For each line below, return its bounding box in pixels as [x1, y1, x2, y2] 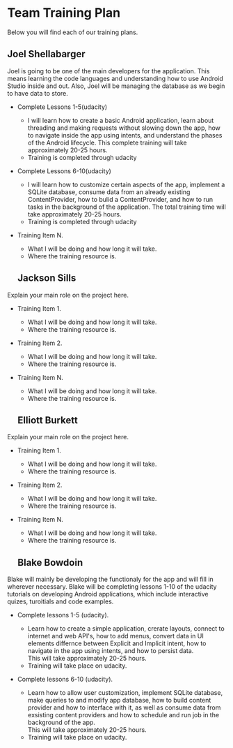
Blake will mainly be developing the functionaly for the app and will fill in [7, 575, 214, 584]
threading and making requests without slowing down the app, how [27, 124, 221, 132]
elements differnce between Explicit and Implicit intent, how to [27, 639, 207, 647]
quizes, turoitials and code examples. [7, 597, 114, 606]
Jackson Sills [17, 272, 77, 284]
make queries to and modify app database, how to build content [27, 696, 211, 705]
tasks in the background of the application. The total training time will [27, 203, 226, 211]
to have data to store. [7, 89, 68, 97]
